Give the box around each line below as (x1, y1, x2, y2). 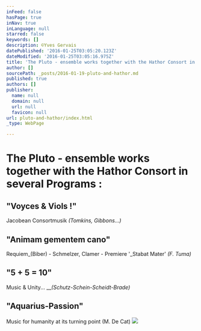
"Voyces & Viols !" (6, 201, 77, 211)
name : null (11, 93, 39, 99)
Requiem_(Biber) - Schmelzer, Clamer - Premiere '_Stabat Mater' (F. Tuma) (6, 250, 191, 257)
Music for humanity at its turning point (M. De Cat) (6, 318, 131, 325)
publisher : (6, 87, 34, 93)
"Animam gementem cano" (6, 234, 111, 244)
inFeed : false (6, 8, 42, 15)
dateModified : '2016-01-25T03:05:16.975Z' (6, 53, 114, 59)
